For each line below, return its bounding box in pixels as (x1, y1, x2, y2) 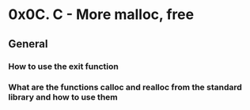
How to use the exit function (8, 61, 119, 72)
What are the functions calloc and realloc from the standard (8, 82, 243, 93)
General (8, 37, 49, 51)
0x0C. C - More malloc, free (8, 6, 195, 24)
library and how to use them (8, 92, 118, 103)
